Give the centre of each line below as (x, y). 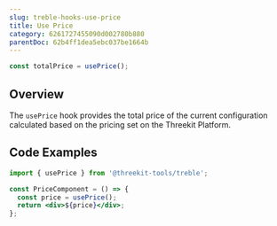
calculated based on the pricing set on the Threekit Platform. (120, 124)
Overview (37, 94)
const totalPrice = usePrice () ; (69, 66)
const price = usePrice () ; (67, 197)
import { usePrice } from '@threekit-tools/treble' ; (109, 173)
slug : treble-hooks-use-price (65, 17)
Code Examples (53, 153)
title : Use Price (41, 26)
